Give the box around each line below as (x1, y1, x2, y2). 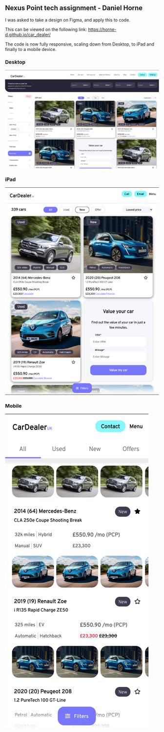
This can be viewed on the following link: (5, 26, 87, 32)
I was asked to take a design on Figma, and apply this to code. (5, 17, 130, 23)
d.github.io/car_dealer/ (5, 31, 51, 37)
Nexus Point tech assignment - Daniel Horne (5, 4, 143, 12)
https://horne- (87, 26, 117, 32)
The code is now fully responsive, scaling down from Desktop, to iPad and (5, 41, 155, 47)
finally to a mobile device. (5, 46, 57, 52)
